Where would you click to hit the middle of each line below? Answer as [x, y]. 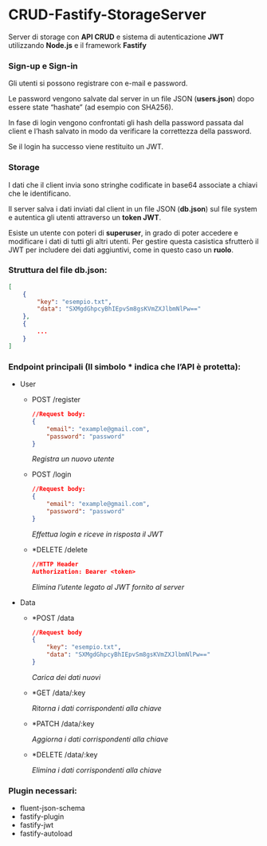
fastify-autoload [46, 834]
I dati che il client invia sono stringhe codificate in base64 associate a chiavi [133, 184]
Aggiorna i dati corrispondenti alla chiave [100, 739]
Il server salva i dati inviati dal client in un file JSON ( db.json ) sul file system [133, 208]
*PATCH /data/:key [63, 723]
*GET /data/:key [59, 693]
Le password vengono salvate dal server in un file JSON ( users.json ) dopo [132, 99]
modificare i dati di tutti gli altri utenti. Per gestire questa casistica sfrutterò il [133, 241]
